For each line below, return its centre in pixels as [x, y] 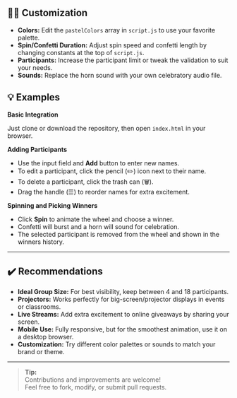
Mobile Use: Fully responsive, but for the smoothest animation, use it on [122, 329]
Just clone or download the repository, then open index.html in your [107, 128]
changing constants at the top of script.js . [81, 52]
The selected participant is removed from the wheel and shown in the [119, 234]
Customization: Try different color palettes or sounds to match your [116, 344]
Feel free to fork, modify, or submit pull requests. [96, 387]
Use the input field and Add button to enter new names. [98, 163]
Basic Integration [33, 115]
